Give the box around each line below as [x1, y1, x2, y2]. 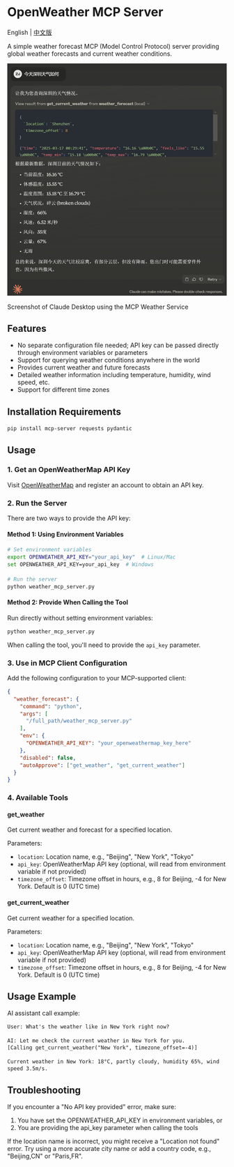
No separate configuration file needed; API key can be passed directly [17, 341, 219, 349]
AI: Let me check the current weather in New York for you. [7, 1037, 186, 1044]
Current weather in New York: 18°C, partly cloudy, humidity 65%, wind [7, 1058, 219, 1065]
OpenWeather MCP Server [7, 4, 164, 20]
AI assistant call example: [7, 1009, 80, 1018]
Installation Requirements [7, 406, 122, 418]
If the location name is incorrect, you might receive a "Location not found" [7, 1137, 220, 1145]
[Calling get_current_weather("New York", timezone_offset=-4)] [7, 1044, 198, 1051]
